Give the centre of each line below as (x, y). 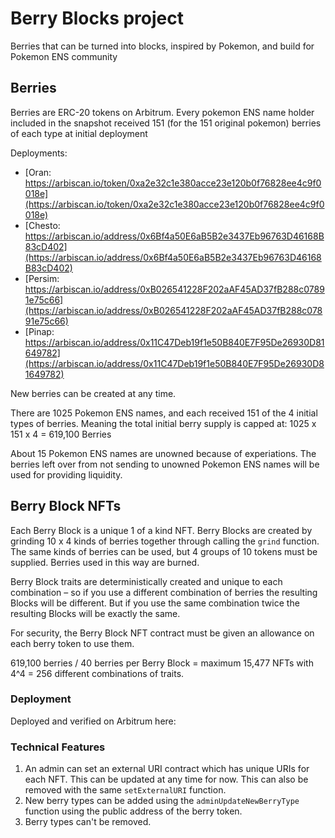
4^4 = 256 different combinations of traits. (97, 673)
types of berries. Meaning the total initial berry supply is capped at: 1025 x (163, 423)
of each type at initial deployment (79, 133)
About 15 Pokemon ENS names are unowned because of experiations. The (163, 453)
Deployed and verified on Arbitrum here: (93, 721)
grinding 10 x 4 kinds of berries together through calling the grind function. (165, 541)
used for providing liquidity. (66, 474)
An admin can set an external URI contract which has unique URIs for (167, 769)
